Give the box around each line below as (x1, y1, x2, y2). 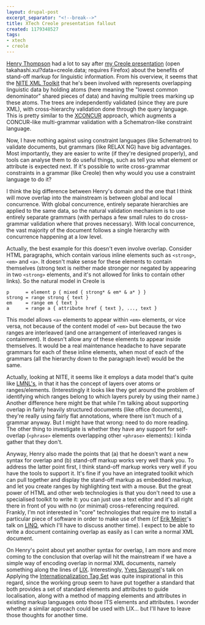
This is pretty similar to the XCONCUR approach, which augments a (6, 111, 176, 119)
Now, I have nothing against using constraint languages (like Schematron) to (6, 136, 199, 144)
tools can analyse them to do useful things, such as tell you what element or (6, 156, 198, 163)
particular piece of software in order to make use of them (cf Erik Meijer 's (6, 515, 192, 522)
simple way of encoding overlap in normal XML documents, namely (6, 559, 176, 566)
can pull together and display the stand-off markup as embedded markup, (6, 476, 193, 483)
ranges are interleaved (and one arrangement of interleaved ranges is (6, 328, 182, 336)
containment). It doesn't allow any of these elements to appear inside (6, 335, 181, 342)
